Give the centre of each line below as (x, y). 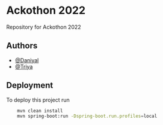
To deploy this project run (38, 100)
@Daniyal (27, 60)
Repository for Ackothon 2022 (44, 27)
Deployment (30, 85)
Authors (22, 46)
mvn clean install (40, 111)
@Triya (24, 66)
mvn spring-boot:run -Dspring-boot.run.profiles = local (87, 116)
